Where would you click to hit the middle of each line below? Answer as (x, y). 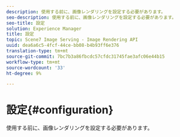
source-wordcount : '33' (36, 68)
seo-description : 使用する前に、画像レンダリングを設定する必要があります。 (91, 17)
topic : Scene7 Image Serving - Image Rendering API (72, 40)
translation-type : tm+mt (37, 51)
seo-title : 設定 (25, 23)
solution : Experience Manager (44, 29)
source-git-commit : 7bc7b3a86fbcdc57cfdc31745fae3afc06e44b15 (85, 56)
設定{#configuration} (60, 110)
